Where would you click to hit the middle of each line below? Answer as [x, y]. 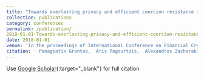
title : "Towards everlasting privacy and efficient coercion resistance [100, 12]
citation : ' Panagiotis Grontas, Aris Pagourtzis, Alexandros [89, 51]
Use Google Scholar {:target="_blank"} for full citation [73, 68]
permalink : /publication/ [39, 29]
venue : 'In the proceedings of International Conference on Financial [97, 46]
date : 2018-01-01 [28, 40]
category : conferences [35, 23]
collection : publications [39, 18]
